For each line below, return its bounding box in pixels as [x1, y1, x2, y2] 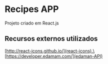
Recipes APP [4, 3, 59, 15]
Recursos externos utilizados [4, 34, 98, 43]
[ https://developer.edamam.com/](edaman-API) [4, 53, 103, 59]
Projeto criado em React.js [4, 20, 59, 26]
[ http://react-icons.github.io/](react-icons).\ [4, 47, 94, 53]
